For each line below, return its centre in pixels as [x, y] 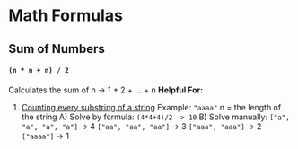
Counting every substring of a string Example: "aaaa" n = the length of [151, 107]
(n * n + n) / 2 [39, 71]
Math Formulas [66, 16]
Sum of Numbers [57, 49]
